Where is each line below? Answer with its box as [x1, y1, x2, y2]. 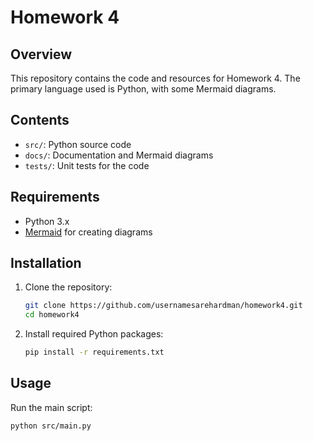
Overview [10, 46, 73, 63]
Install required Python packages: [24, 328, 164, 340]
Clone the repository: [24, 281, 113, 293]
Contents [10, 112, 70, 129]
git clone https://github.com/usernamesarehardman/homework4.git [24, 301, 303, 311]
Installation [10, 255, 82, 272]
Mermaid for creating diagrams [24, 226, 153, 238]
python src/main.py [10, 421, 92, 431]
